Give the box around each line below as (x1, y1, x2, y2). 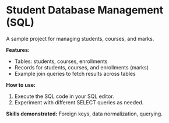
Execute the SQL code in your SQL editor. (14, 93, 115, 100)
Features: (6, 46, 30, 53)
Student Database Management (6, 3, 164, 17)
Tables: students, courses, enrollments (14, 58, 108, 65)
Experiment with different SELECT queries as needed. (14, 99, 144, 106)
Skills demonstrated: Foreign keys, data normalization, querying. (6, 110, 163, 117)
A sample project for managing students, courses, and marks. (6, 35, 154, 42)
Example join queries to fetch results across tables (14, 70, 136, 77)
